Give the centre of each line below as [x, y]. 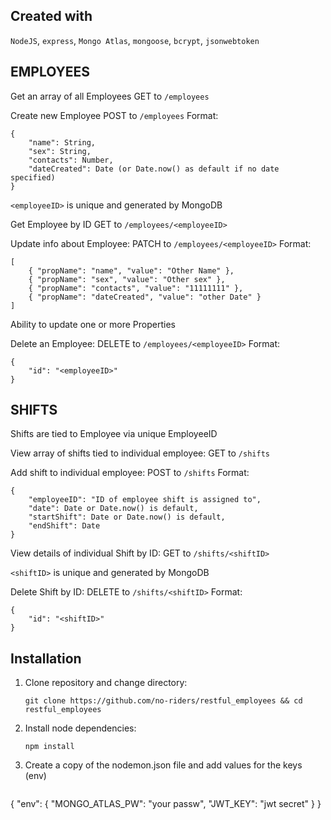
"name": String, [62, 142]
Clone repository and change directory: [106, 683]
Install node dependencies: [80, 728]
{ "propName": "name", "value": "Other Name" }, [131, 270]
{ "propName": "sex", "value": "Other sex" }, [127, 279]
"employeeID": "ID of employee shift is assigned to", [145, 500]
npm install [49, 747]
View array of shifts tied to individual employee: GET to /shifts [140, 453]
